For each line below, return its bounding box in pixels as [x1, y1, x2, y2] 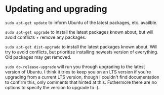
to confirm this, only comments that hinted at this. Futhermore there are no [5, 79, 157, 85]
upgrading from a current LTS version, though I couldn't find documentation [5, 74, 160, 80]
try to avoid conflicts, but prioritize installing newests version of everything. [5, 49, 159, 55]
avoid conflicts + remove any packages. [5, 34, 86, 40]
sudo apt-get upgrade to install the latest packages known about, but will [5, 29, 154, 35]
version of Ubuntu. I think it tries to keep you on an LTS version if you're [5, 69, 151, 74]
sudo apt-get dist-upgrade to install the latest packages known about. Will [5, 44, 158, 49]
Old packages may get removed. [5, 54, 72, 60]
